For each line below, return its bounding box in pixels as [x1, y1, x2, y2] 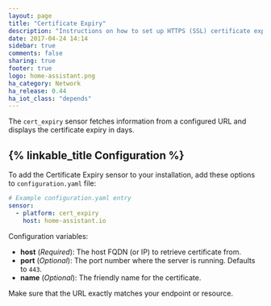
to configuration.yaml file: [8, 178, 97, 188]
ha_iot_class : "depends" [8, 94, 92, 103]
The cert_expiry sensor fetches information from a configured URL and [8, 116, 247, 126]
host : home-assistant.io [23, 216, 106, 224]
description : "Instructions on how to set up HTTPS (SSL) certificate [8, 27, 251, 35]
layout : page [8, 11, 52, 20]
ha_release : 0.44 [8, 86, 67, 95]
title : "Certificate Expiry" [8, 19, 106, 27]
